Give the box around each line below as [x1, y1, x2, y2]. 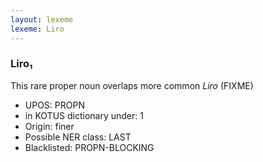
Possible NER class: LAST [24, 131, 132, 143]
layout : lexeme [10, 14, 74, 25]
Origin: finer [24, 120, 75, 132]
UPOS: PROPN [24, 99, 85, 111]
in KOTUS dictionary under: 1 [24, 109, 144, 121]
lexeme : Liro [10, 24, 65, 34]
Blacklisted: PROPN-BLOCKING [24, 141, 155, 153]
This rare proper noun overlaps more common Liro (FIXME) [10, 79, 254, 91]
